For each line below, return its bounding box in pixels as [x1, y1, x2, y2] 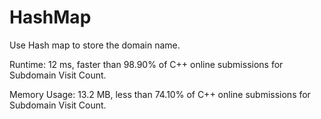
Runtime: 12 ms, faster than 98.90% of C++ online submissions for [9, 58, 284, 70]
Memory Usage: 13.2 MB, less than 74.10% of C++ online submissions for [9, 88, 311, 100]
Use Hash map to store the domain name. [9, 39, 181, 51]
